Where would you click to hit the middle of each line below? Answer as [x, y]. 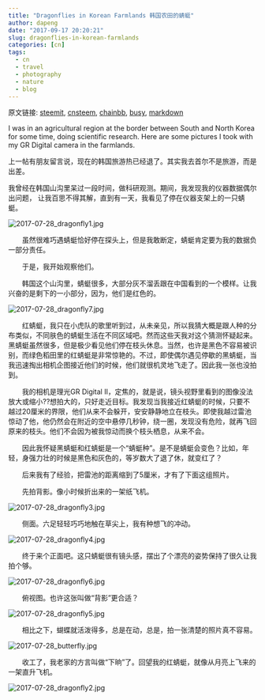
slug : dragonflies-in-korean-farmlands [74, 38]
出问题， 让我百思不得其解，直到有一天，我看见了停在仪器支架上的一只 [123, 198]
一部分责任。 [29, 250]
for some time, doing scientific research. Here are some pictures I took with [131, 137]
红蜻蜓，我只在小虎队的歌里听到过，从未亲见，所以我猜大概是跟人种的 [136, 326]
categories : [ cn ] [37, 45]
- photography [38, 74]
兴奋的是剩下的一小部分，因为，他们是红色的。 [84, 293]
